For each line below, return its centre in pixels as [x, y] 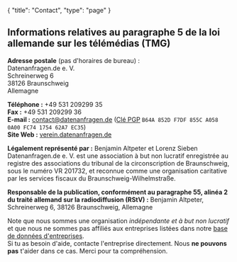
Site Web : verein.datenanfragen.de [60, 135]
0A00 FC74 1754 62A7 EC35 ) [47, 127]
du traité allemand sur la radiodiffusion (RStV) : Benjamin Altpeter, [106, 199]
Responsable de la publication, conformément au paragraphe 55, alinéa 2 [118, 192]
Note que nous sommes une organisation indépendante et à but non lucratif [118, 221]
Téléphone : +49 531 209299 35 [55, 104]
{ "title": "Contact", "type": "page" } [59, 10]
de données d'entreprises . [46, 236]
